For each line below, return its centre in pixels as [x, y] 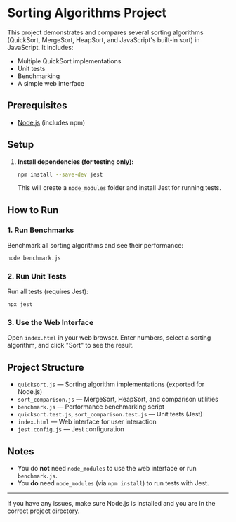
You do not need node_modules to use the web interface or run [107, 469]
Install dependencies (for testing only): [76, 161]
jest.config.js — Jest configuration [71, 429]
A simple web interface [51, 83]
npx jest [20, 305]
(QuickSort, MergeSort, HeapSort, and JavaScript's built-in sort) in [104, 39]
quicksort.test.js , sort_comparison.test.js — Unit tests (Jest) [110, 414]
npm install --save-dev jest [60, 174]
